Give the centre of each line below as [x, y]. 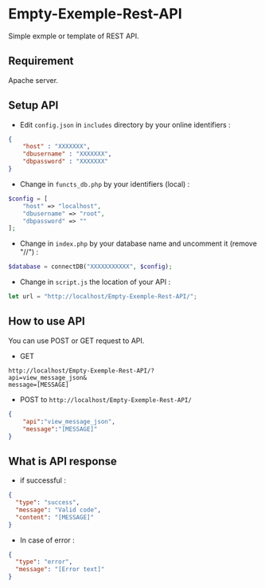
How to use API [47, 321]
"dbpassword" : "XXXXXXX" [66, 162]
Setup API [33, 106]
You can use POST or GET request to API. [76, 341]
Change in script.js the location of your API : [95, 282]
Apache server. [33, 80]
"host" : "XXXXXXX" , [57, 147]
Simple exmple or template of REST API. [74, 36]
